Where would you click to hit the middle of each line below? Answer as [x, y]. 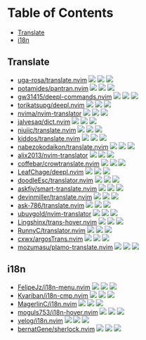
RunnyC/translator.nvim [52, 230]
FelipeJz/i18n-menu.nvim [54, 287]
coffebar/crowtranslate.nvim [58, 163]
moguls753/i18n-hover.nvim [58, 312]
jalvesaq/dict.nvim [44, 122]
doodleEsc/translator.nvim [55, 180]
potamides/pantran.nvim [53, 88]
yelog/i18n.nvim [40, 320]
